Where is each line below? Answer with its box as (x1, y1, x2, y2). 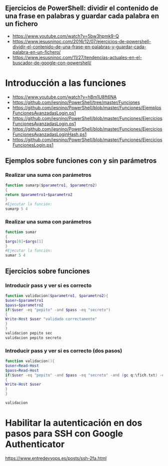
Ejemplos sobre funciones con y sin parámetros (5, 157, 157, 165)
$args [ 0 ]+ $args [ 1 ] (5, 239, 43, 244)
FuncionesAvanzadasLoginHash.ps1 (12, 131, 86, 137)
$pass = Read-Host (5, 368, 39, 373)
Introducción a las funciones (5, 77, 126, 88)
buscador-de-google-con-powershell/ (12, 60, 91, 66)
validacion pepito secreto (5, 335, 61, 340)
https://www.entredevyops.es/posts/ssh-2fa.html (5, 455, 107, 461)
